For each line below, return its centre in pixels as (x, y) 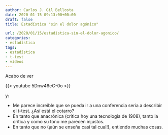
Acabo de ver (20, 76)
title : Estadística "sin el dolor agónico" (52, 24)
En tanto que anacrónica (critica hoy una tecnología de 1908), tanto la (85, 116)
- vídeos (14, 61)
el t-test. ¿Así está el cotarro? (43, 111)
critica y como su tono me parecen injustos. (58, 122)
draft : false (19, 19)
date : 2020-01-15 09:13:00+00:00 (41, 15)
